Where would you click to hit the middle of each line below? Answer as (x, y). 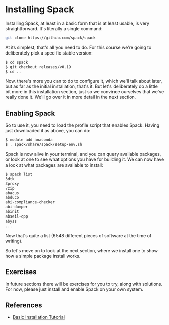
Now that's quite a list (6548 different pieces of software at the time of (78, 235)
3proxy (12, 183)
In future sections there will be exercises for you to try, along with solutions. (84, 284)
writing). (14, 241)
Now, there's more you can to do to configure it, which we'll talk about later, (84, 81)
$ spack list (19, 174)
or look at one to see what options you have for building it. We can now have (85, 159)
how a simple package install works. (43, 256)
